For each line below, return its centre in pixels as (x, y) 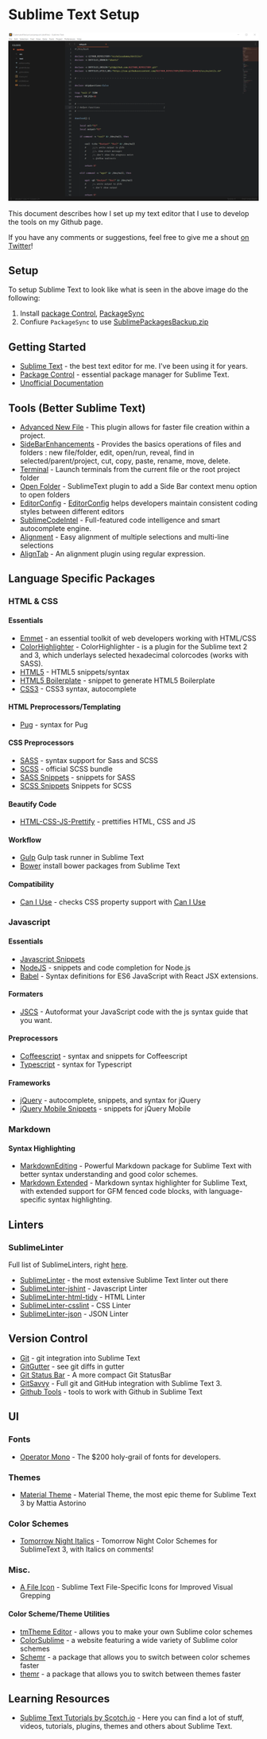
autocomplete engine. (55, 529)
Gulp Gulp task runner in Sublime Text (82, 858)
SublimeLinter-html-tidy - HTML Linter (82, 1297)
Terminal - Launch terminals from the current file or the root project (130, 469)
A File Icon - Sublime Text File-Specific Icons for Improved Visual (126, 1587)
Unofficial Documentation (62, 383)
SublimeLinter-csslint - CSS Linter (75, 1306)
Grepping (35, 1596)
